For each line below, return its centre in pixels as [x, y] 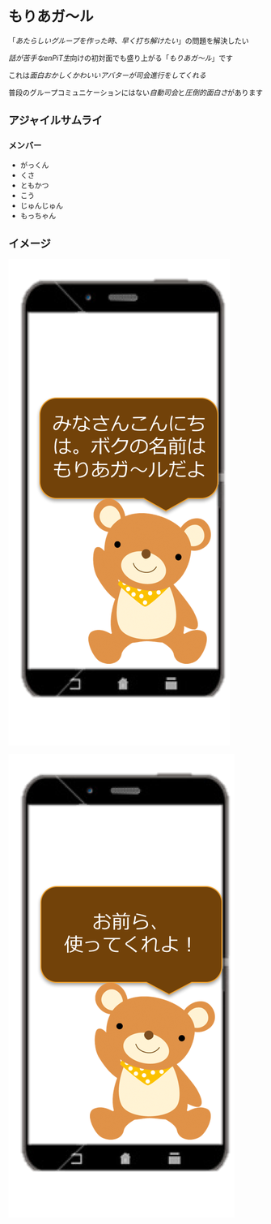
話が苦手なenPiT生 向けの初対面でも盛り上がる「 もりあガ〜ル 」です [121, 58]
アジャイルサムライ [55, 121]
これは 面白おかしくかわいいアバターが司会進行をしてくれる [107, 75]
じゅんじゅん [41, 205]
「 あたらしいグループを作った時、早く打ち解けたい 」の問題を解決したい [129, 41]
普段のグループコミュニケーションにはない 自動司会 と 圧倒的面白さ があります [135, 92]
